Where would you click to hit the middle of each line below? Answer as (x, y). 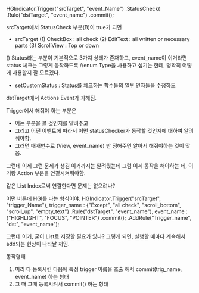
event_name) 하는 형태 (42, 277)
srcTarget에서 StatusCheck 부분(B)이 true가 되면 (64, 27)
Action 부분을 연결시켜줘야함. (51, 173)
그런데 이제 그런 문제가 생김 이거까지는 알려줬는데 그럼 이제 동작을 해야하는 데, (97, 166)
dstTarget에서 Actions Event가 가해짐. (52, 98)
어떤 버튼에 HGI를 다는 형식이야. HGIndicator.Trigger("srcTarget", (83, 198)
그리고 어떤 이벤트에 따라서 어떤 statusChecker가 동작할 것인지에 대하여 (99, 131)
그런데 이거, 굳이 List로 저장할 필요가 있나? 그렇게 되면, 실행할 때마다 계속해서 (96, 236)
